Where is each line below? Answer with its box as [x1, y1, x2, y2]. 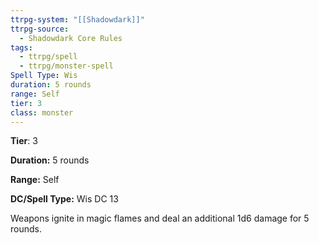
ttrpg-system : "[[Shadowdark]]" [10, 14, 145, 25]
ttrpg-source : [10, 24, 70, 34]
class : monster [10, 107, 74, 118]
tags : [10, 42, 33, 53]
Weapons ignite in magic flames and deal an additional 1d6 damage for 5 [10, 212, 310, 225]
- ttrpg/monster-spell [19, 61, 114, 71]
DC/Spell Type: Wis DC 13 [10, 193, 119, 205]
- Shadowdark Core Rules [19, 33, 123, 43]
